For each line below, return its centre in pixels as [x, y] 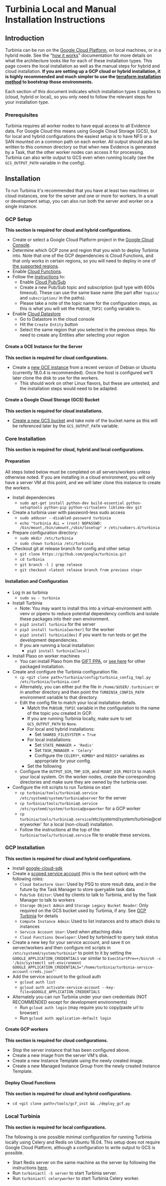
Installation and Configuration [37, 581]
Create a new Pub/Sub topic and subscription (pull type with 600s [87, 287]
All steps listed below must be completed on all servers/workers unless [78, 472]
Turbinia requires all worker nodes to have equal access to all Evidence [78, 126]
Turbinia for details [39, 916]
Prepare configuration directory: [45, 533]
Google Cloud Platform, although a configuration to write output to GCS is [80, 1147]
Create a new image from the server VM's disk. [60, 1055]
